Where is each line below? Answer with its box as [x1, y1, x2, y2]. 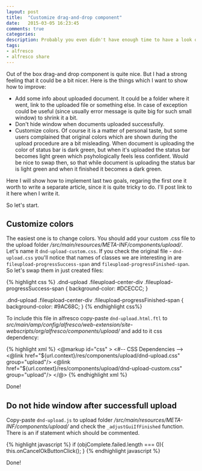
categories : [6, 31, 36, 37]
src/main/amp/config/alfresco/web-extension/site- [6, 321, 133, 329]
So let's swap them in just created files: [6, 267, 104, 274]
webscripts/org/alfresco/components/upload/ [6, 327, 120, 335]
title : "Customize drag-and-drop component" [6, 14, 122, 21]
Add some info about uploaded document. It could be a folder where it [14, 95, 189, 102]
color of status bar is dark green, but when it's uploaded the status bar [14, 146, 191, 153]
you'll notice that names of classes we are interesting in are [34, 254, 182, 261]
